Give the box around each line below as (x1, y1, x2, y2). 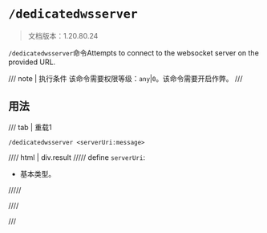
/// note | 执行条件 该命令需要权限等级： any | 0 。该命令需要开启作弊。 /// (8, 73, 243, 83)
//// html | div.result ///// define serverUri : (8, 152, 146, 162)
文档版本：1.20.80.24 (27, 31, 99, 40)
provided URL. (8, 57, 56, 67)
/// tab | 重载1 (8, 122, 52, 132)
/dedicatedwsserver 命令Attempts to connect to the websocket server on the (8, 47, 259, 58)
